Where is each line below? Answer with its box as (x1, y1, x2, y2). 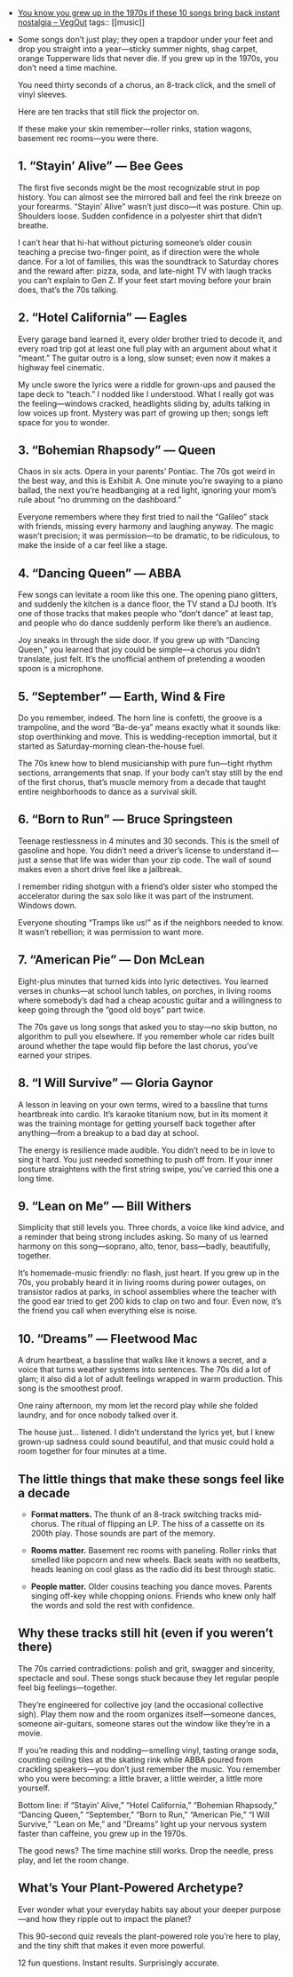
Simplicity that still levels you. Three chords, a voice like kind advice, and (17, 1222, 285, 1233)
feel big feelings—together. (17, 1682, 117, 1693)
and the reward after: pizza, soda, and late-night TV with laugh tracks (17, 266, 273, 276)
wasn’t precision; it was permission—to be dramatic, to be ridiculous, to (17, 530, 280, 541)
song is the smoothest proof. (17, 1383, 123, 1393)
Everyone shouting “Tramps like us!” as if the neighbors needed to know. (17, 917, 284, 927)
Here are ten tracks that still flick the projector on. (17, 107, 200, 116)
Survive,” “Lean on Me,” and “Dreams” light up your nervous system (17, 1818, 267, 1829)
